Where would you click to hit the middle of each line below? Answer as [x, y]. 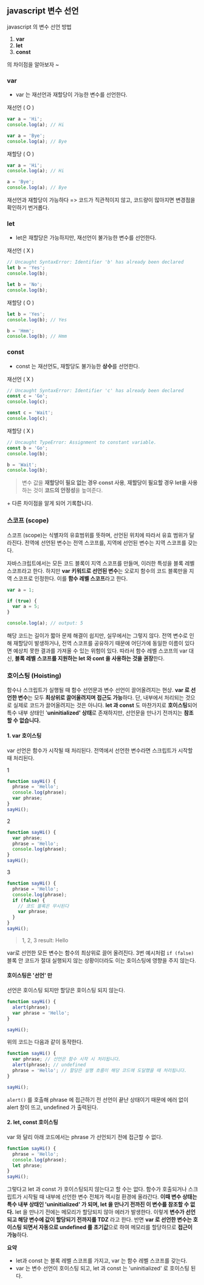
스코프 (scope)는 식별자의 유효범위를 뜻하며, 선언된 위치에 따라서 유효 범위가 [97, 535]
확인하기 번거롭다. [28, 208]
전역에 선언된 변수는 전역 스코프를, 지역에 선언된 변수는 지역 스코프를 [106, 542]
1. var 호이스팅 [24, 735]
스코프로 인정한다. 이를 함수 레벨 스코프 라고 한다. [70, 578]
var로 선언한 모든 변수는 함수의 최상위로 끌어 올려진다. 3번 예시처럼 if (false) [100, 953]
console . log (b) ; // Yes [37, 320]
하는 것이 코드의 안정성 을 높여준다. [62, 490]
